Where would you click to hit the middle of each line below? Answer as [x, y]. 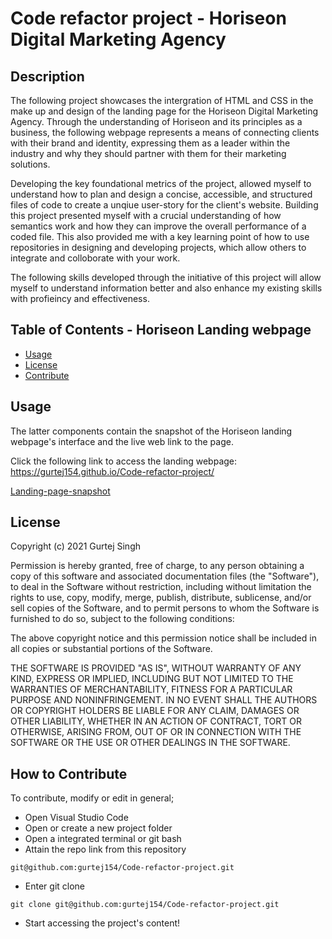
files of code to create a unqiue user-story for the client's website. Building [164, 205]
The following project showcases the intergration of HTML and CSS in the [162, 100]
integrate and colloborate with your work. [95, 258]
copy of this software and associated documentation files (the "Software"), [165, 576]
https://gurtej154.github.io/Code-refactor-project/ [112, 471]
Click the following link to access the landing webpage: [124, 461]
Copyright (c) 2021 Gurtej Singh [75, 546]
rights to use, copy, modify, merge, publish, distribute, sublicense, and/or [161, 598]
